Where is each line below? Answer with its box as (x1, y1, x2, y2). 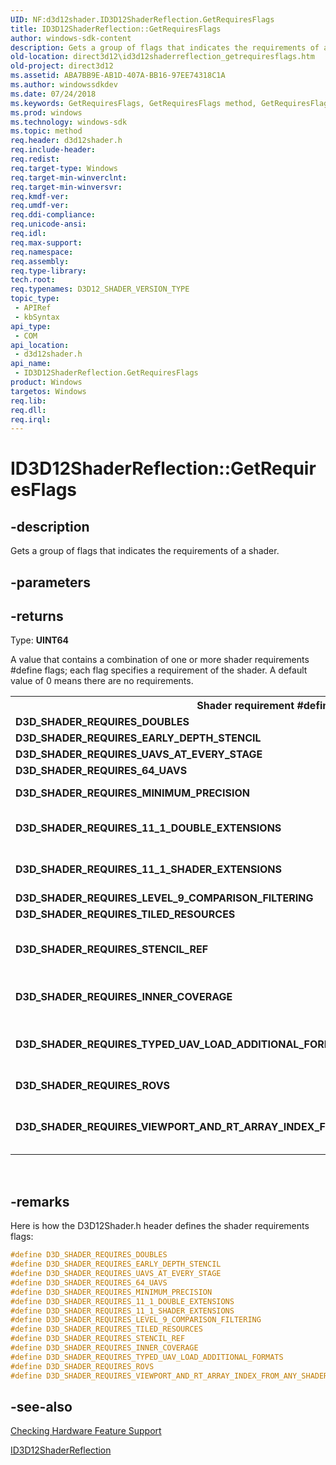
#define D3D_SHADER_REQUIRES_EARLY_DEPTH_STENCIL (10, 1259, 222, 1270)
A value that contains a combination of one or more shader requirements (10, 654, 310, 666)
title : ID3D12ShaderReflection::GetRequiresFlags (10, 24, 222, 34)
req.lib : (10, 396, 47, 406)
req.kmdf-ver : (10, 191, 70, 201)
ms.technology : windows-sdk (10, 117, 128, 127)
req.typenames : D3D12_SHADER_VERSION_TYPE (10, 284, 190, 295)
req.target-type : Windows (10, 163, 118, 173)
